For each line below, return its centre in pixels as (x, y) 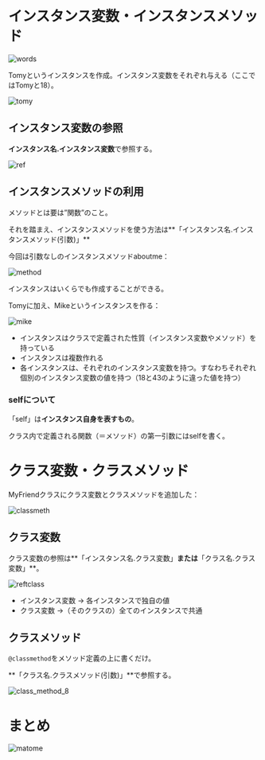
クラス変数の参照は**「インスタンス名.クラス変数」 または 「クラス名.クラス (132, 558)
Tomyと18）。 (36, 85)
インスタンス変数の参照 (66, 128)
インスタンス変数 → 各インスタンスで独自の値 (94, 600)
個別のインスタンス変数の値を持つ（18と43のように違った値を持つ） (132, 377)
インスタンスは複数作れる (62, 357)
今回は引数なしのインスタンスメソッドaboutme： (89, 256)
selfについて (32, 400)
